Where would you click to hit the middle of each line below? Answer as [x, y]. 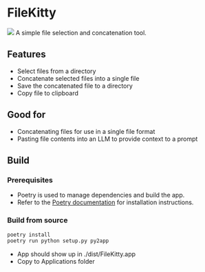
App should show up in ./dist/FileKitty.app [76, 254]
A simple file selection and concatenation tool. [81, 32]
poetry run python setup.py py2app [58, 241]
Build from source [37, 220]
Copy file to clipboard [48, 93]
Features [26, 54]
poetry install [29, 235]
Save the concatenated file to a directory [75, 86]
